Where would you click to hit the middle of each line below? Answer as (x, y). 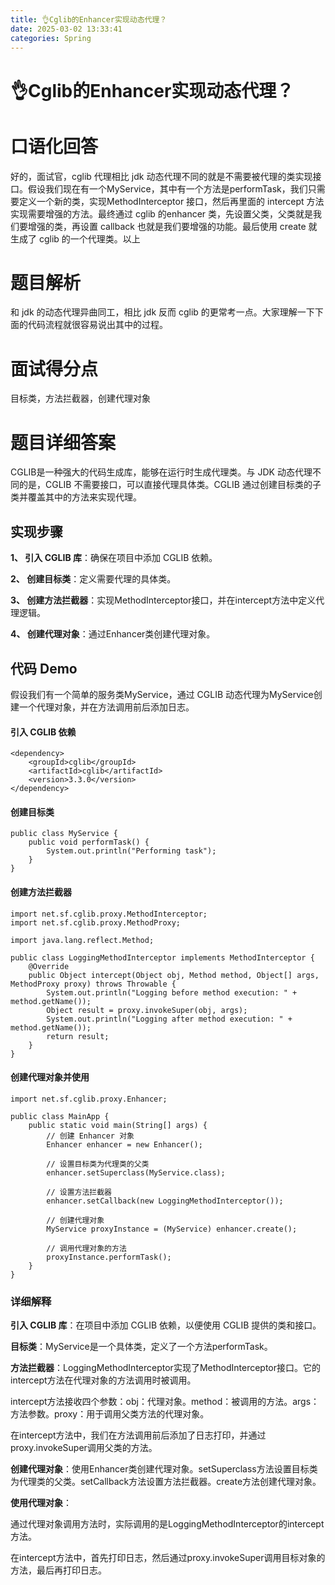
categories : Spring (51, 38)
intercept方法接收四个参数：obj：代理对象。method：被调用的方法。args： (165, 1402)
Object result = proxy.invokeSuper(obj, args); (147, 1010)
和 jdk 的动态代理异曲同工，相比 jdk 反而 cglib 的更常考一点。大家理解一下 (162, 312)
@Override (49, 966)
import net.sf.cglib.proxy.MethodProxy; (96, 922)
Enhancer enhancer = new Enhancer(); (124, 1144)
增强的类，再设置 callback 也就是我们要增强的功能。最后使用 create (167, 226)
